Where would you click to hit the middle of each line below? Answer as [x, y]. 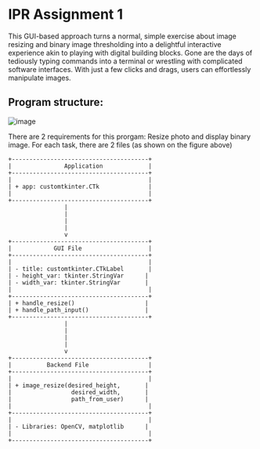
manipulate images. [40, 78]
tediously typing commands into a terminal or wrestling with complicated [125, 61]
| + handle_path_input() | [78, 310]
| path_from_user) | [78, 399]
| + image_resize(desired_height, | [78, 386]
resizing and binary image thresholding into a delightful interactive [115, 44]
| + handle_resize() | [78, 303]
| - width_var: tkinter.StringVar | [78, 282]
